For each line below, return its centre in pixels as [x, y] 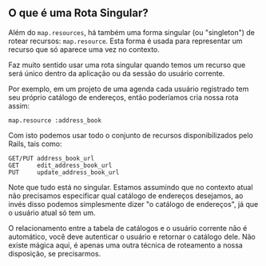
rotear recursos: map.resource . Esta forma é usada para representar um [125, 41]
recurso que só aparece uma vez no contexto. [84, 49]
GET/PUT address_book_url [51, 158]
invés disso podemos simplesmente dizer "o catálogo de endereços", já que [133, 204]
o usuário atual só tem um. [52, 212]
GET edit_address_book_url [60, 165]
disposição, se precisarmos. [55, 253]
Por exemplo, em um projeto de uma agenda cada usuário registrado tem [129, 89]
